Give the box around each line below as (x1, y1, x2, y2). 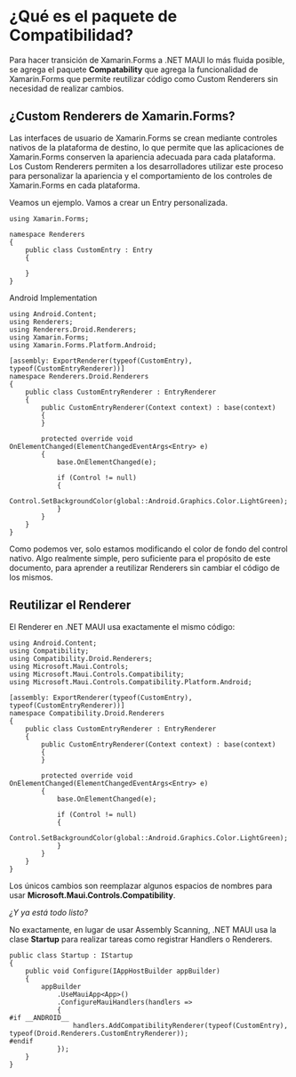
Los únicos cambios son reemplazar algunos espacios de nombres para (9, 880, 273, 891)
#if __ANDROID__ (9, 1013, 69, 1022)
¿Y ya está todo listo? (9, 907, 89, 918)
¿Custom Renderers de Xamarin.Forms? (9, 109, 236, 124)
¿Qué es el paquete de (9, 6, 178, 27)
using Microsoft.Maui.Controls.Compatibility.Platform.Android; (9, 677, 252, 687)
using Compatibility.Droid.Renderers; (9, 654, 153, 663)
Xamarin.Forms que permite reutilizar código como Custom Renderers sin (9, 73, 278, 84)
